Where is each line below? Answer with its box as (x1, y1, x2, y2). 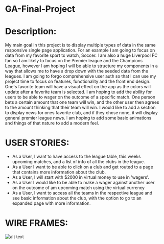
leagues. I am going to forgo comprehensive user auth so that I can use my (5, 73, 156, 79)
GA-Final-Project (5, 3, 75, 15)
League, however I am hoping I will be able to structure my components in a (5, 63, 158, 69)
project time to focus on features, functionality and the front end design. (5, 78, 151, 84)
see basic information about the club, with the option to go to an (12, 195, 142, 201)
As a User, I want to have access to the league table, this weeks (12, 153, 141, 160)
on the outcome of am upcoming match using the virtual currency (12, 185, 145, 191)
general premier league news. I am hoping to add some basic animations (5, 115, 152, 121)
